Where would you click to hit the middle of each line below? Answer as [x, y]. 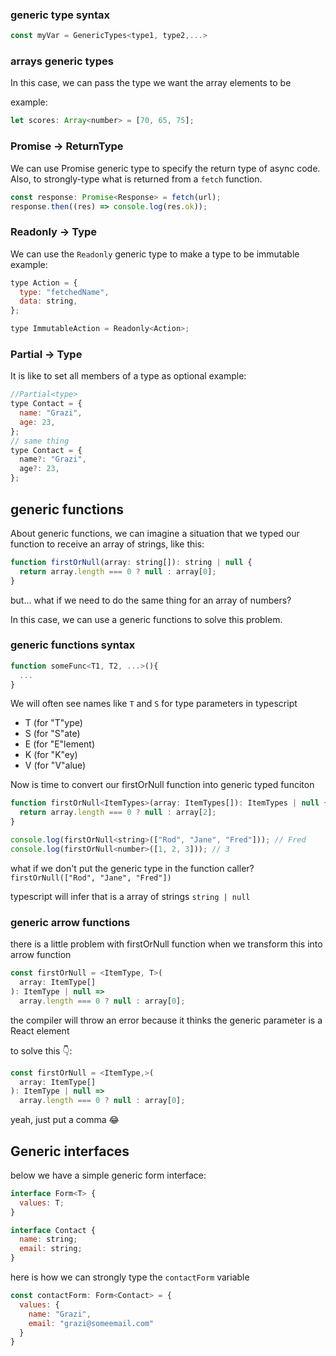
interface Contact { [53, 1230]
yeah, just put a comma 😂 [65, 1120]
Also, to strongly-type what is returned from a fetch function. [136, 179]
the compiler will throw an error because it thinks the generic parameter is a [166, 1020]
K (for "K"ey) [51, 755]
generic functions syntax [73, 645]
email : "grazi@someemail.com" [91, 1323]
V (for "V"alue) [55, 765]
